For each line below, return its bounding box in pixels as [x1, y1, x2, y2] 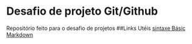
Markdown [6, 31, 34, 38]
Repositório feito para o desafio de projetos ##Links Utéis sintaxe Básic [6, 24, 186, 32]
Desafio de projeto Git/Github [6, 4, 158, 18]
